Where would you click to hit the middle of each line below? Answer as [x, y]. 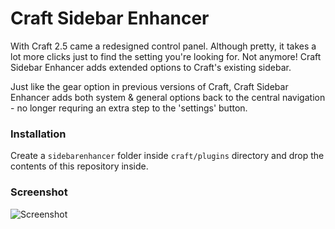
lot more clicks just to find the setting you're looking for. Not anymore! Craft [166, 56]
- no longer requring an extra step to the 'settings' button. [129, 108]
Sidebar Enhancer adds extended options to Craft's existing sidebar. [151, 67]
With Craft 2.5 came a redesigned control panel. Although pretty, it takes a [163, 46]
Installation [38, 134]
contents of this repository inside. [79, 166]
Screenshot [39, 192]
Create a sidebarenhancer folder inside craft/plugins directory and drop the [167, 156]
